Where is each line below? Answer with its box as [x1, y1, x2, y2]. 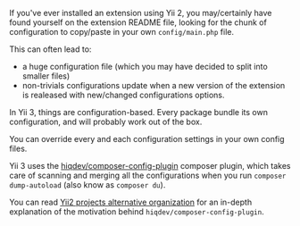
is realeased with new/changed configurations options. [21, 89, 225, 100]
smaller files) [21, 71, 71, 81]
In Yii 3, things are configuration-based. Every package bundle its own [9, 107, 268, 117]
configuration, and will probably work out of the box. [9, 116, 203, 127]
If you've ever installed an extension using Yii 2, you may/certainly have [9, 8, 272, 18]
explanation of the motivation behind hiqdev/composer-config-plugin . [9, 206, 265, 217]
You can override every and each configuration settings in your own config [9, 134, 285, 144]
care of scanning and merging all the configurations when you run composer [9, 170, 287, 180]
